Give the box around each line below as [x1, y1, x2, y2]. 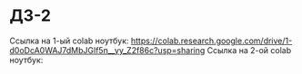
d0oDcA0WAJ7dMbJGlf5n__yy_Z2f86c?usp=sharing [9, 44, 206, 55]
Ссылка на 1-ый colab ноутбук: [9, 35, 129, 46]
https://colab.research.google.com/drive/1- [130, 35, 293, 46]
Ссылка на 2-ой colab [206, 44, 292, 55]
